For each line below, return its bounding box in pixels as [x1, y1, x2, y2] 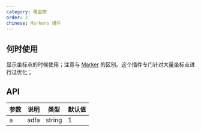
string [46, 116, 62, 124]
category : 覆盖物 [6, 8, 47, 15]
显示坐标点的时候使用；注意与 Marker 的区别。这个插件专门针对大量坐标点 [6, 61, 190, 68]
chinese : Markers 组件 [6, 20, 61, 26]
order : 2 [6, 14, 28, 20]
